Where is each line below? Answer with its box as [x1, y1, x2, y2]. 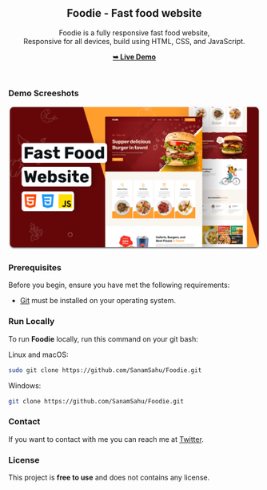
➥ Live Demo [112, 51, 157, 62]
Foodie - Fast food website [66, 6, 202, 20]
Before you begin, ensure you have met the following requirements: [8, 280, 230, 290]
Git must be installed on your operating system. [19, 296, 176, 306]
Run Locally [8, 316, 55, 327]
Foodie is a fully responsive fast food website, [58, 27, 210, 38]
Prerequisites [8, 261, 62, 273]
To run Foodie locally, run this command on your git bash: [8, 334, 198, 343]
